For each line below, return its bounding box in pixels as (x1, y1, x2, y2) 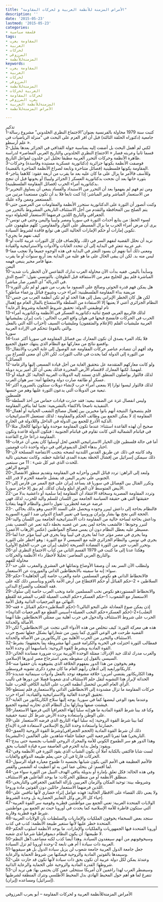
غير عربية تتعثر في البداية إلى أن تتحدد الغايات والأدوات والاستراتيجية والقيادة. (5, 242, 142, 248)
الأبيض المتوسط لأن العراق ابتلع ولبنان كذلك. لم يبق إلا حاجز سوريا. (5, 485, 125, 491)
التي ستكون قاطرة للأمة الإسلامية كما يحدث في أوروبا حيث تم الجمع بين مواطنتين (5, 804, 151, 811)
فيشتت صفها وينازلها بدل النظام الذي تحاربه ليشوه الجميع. (5, 702, 109, 707)
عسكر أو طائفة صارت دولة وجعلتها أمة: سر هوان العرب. (5, 377, 105, 383)
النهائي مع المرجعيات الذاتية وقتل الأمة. (5, 598, 75, 604)
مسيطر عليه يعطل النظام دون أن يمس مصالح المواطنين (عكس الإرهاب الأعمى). (5, 526, 149, 532)
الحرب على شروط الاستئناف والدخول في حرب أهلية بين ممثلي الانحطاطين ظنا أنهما (5, 614, 156, 619)
